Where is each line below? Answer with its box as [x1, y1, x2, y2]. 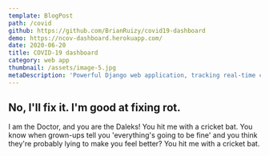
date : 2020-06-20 [8, 42, 66, 50]
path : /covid [8, 19, 52, 27]
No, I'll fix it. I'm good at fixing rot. [8, 101, 181, 114]
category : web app [8, 57, 70, 65]
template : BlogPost [8, 11, 74, 20]
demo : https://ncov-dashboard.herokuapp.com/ [8, 34, 163, 42]
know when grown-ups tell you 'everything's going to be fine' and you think [8, 130, 258, 140]
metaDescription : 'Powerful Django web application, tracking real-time [8, 71, 256, 79]
